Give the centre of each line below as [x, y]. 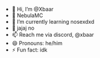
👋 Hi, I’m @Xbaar [32, 9]
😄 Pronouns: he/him [37, 43]
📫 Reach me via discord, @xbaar [53, 35]
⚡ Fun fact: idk [29, 50]
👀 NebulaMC [27, 15]
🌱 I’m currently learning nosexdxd [53, 22]
